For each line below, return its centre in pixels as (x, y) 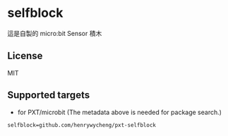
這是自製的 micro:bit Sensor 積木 (55, 33)
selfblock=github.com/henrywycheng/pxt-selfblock (82, 125)
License (25, 56)
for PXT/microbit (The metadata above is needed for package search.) (120, 112)
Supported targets (49, 95)
